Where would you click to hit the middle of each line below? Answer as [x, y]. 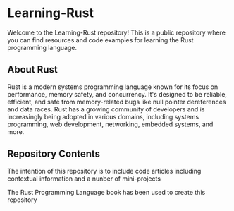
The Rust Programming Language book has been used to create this [106, 192]
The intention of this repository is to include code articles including [104, 171]
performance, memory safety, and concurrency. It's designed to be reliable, [117, 94]
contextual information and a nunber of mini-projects [84, 179]
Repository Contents [54, 154]
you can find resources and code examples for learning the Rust [100, 40]
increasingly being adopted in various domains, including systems [103, 116]
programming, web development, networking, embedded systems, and [110, 124]
